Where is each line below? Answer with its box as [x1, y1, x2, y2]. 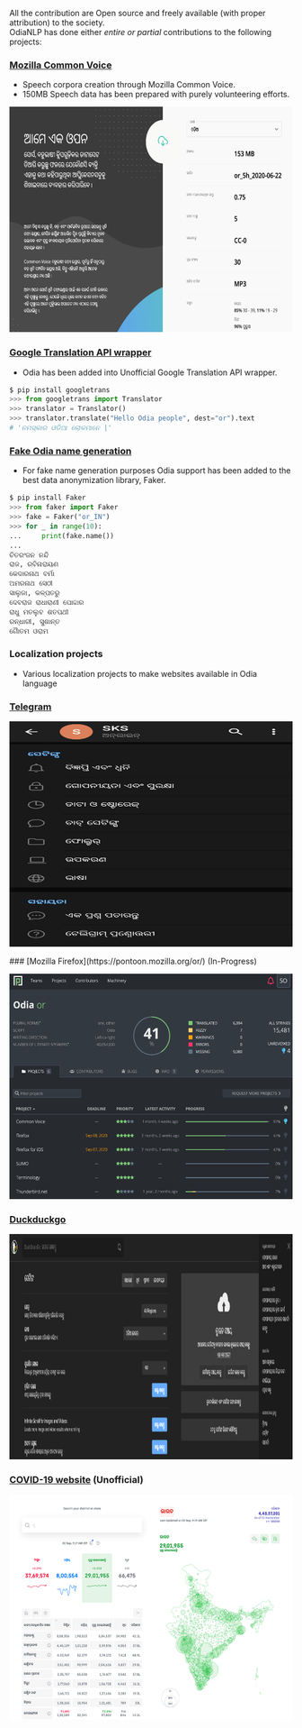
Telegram [9, 700, 52, 713]
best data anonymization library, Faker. [22, 475, 166, 486]
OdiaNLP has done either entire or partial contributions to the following [9, 27, 272, 37]
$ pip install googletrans [9, 385, 111, 395]
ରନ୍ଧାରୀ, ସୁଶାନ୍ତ [9, 617, 60, 626]
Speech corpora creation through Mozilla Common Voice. [22, 79, 236, 90]
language [22, 678, 58, 689]
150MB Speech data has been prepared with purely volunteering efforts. [22, 89, 290, 100]
